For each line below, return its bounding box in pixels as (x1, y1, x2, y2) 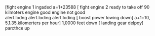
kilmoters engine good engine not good (5, 9, 85, 15)
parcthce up (5, 25, 30, 31)
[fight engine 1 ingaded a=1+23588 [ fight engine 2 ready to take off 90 (5, 4, 150, 10)
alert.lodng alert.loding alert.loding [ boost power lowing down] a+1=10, (5, 15, 151, 20)
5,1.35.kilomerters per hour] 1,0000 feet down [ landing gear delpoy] (5, 20, 144, 26)
